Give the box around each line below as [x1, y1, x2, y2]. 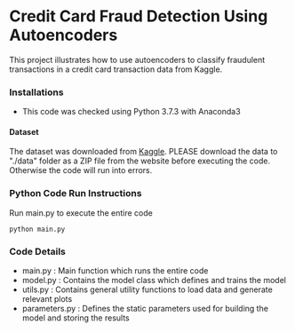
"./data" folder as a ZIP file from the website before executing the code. [9, 155, 271, 166]
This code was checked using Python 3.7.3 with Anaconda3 [21, 107, 242, 117]
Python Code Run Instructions [9, 187, 142, 200]
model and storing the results [21, 312, 131, 323]
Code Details [9, 245, 67, 257]
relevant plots [21, 294, 73, 304]
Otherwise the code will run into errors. [9, 165, 153, 176]
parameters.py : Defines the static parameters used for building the [21, 304, 269, 314]
